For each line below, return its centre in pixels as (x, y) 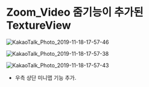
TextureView (39, 25)
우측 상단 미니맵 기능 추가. (46, 77)
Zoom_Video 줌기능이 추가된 (75, 12)
